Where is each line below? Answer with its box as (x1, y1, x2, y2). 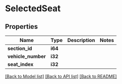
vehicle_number (7, 53, 46, 60)
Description (67, 37, 95, 43)
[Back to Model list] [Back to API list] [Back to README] (5, 74, 117, 79)
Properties (5, 22, 38, 31)
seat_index (7, 61, 34, 67)
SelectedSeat (5, 3, 61, 14)
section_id (7, 45, 33, 52)
